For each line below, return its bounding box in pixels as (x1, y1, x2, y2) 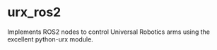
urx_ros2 (7, 4, 61, 20)
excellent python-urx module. (7, 35, 93, 43)
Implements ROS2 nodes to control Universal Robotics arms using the (7, 27, 211, 36)
